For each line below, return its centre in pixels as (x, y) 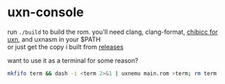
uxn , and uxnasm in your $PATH (54, 39)
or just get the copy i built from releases (65, 47)
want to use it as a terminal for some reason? (73, 60)
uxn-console (46, 12)
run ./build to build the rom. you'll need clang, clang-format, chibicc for (112, 32)
